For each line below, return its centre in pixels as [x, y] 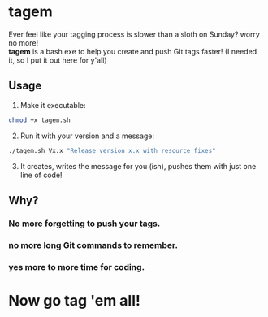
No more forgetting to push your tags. [84, 224]
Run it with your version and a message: [87, 136]
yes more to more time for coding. [76, 267]
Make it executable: [53, 105]
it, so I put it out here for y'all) [58, 60]
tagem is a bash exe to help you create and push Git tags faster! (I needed [133, 51]
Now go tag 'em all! [74, 300]
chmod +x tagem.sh [39, 120]
